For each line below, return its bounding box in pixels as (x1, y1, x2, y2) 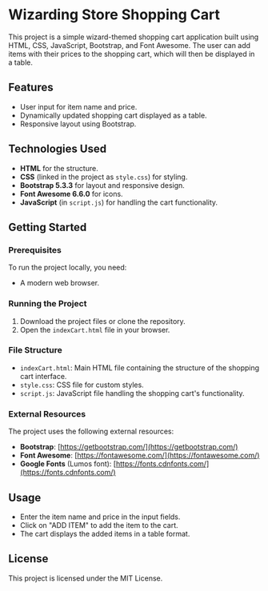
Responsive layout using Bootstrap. (19, 118, 137, 129)
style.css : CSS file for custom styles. (19, 380, 144, 389)
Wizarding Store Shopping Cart (8, 6, 220, 24)
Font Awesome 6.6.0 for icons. (19, 189, 123, 198)
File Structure (8, 345, 62, 356)
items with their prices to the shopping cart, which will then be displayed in (8, 49, 255, 58)
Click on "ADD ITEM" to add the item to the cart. (19, 520, 178, 529)
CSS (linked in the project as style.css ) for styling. (19, 172, 188, 182)
